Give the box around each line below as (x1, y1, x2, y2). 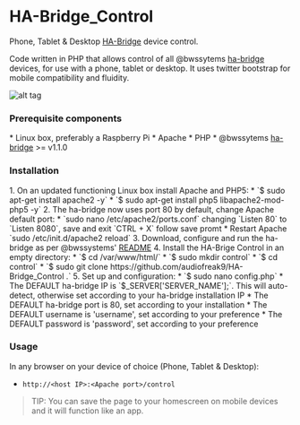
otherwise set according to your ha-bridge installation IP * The (37, 290, 269, 300)
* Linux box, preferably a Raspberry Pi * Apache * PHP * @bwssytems (9, 133, 269, 143)
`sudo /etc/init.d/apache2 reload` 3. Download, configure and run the (9, 232, 264, 243)
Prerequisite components (9, 112, 123, 125)
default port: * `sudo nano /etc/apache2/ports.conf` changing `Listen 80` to (9, 213, 287, 224)
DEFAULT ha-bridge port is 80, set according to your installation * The (9, 299, 268, 310)
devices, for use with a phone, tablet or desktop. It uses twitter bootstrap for (9, 63, 291, 74)
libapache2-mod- (219, 195, 285, 205)
